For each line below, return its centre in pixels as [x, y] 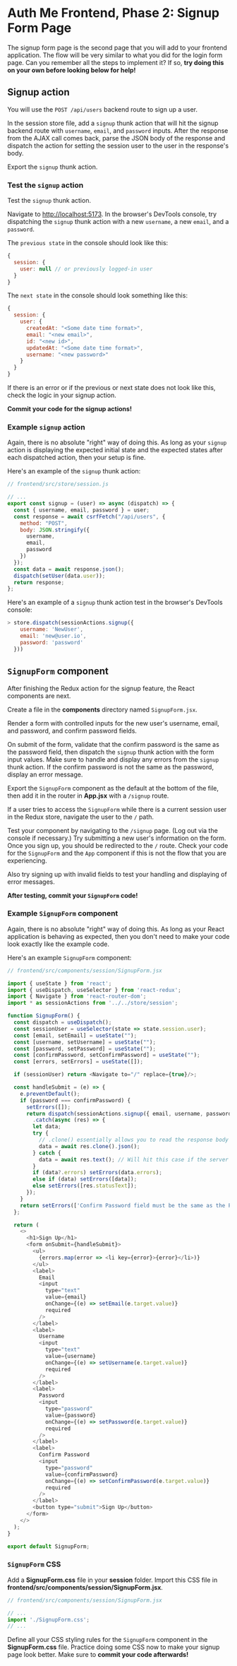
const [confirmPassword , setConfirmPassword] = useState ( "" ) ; [107, 1055]
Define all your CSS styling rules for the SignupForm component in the [108, 1640]
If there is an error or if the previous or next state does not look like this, [111, 388]
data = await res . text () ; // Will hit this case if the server [134, 1159]
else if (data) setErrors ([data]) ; [85, 1179]
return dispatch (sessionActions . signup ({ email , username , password [129, 1113]
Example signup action [47, 427]
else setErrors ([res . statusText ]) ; [85, 1186]
